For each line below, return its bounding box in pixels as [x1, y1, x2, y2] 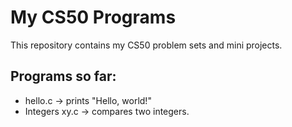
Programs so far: [10, 68, 117, 85]
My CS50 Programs [10, 6, 177, 29]
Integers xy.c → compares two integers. [24, 105, 190, 117]
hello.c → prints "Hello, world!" [24, 94, 152, 106]
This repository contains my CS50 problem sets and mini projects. [10, 39, 283, 51]
